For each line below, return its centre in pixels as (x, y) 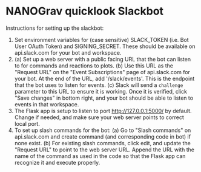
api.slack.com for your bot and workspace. (68, 52)
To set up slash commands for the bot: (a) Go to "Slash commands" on (103, 130)
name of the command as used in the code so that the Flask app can (100, 156)
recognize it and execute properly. (57, 162)
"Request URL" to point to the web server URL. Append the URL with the (104, 150)
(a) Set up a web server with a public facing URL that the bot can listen (103, 59)
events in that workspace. (47, 104)
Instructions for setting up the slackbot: (55, 28)
